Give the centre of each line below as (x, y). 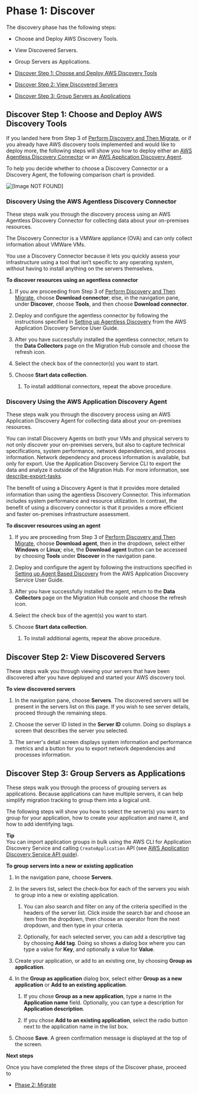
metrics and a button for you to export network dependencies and (95, 748)
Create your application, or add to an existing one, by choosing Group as (103, 960)
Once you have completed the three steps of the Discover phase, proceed (96, 1067)
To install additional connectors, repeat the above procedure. (98, 387)
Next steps (20, 1056)
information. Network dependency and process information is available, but (98, 457)
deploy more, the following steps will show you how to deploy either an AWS (99, 150)
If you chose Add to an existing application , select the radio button (106, 1020)
